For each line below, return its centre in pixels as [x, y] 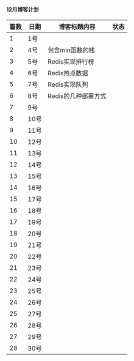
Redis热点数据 [68, 73]
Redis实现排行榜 [71, 62]
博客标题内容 [77, 27]
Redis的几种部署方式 [77, 96]
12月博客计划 [23, 9]
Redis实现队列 [68, 84]
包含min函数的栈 [72, 50]
